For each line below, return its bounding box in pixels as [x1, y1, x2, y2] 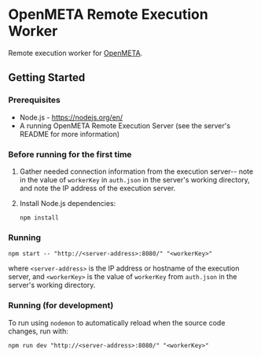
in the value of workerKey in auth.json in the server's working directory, [19, 175, 250, 184]
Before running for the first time [8, 149, 132, 160]
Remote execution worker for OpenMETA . [8, 48, 143, 57]
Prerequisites [8, 94, 61, 105]
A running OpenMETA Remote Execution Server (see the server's [19, 120, 230, 131]
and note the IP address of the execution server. [19, 183, 176, 193]
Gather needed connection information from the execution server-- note [19, 167, 254, 176]
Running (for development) [8, 300, 114, 311]
